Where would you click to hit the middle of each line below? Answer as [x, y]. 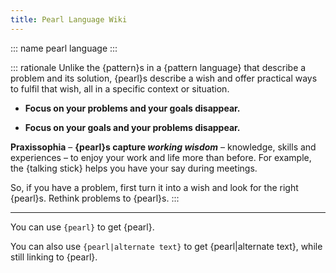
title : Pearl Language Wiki [69, 19]
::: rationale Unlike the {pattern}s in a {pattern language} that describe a [158, 67]
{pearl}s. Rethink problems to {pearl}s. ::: [95, 198]
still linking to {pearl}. [54, 257]
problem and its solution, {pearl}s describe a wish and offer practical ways [164, 78]
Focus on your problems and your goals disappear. [132, 108]
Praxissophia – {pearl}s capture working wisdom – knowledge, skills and [163, 147]
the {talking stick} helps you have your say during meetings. [134, 168]
